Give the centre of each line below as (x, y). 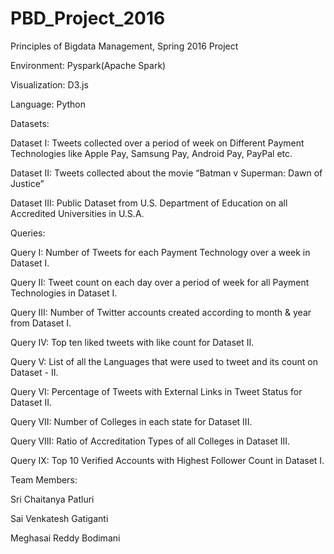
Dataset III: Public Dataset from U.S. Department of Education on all (149, 203)
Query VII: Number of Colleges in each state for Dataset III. (131, 421)
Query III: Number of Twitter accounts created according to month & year (161, 312)
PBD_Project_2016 (88, 18)
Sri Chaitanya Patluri (52, 499)
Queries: (28, 233)
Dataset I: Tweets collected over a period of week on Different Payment (157, 143)
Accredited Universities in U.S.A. (77, 213)
